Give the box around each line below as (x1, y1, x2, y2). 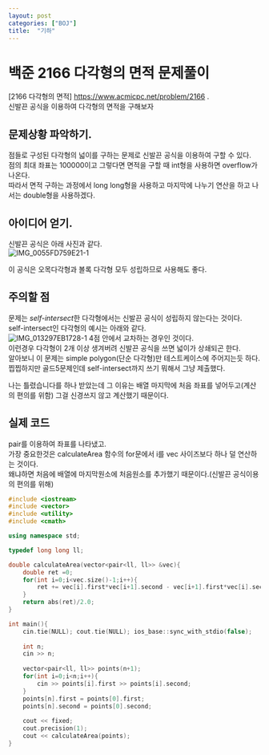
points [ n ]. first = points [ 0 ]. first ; (22, 695, 146, 703)
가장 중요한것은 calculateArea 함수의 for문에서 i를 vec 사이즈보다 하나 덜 (8, 449, 236, 458)
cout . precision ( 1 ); (22, 725, 88, 733)
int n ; (22, 643, 45, 651)
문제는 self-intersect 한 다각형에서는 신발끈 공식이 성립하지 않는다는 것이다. (8, 313, 243, 323)
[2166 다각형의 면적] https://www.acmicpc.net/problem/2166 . (8, 91, 210, 101)
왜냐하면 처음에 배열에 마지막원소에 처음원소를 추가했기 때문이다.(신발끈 (8, 469, 231, 478)
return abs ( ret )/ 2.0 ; (22, 599, 94, 607)
